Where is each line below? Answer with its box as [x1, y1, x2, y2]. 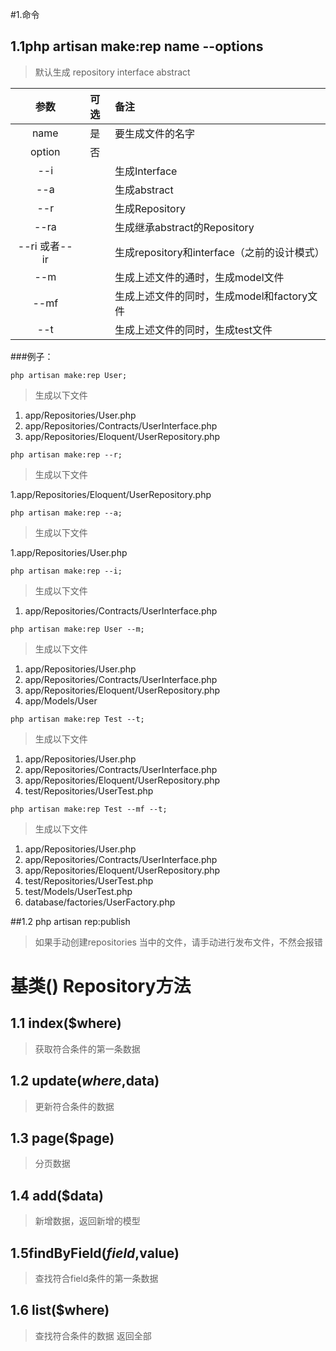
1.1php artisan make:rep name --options [10, 38, 264, 55]
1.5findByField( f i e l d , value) [10, 1244, 180, 1262]
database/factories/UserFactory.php [24, 896, 176, 908]
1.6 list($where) [10, 1302, 110, 1319]
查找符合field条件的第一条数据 [34, 1273, 159, 1285]
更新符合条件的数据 [34, 1100, 115, 1112]
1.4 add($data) [10, 1187, 104, 1204]
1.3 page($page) [10, 1130, 115, 1147]
